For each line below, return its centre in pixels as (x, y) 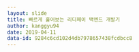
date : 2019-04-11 (32, 32)
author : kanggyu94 (33, 26)
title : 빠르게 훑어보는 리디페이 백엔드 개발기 (64, 20)
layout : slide (27, 13)
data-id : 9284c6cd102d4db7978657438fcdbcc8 (70, 38)
